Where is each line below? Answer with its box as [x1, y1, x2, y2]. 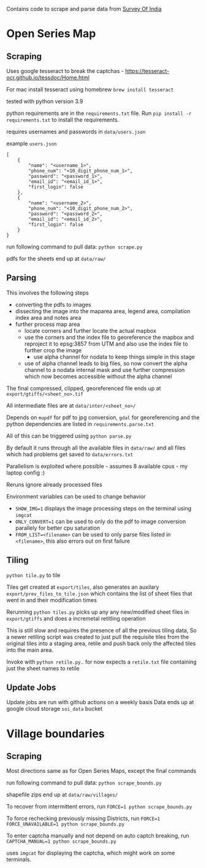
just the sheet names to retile [6, 664, 80, 672]
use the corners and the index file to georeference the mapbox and [24, 333, 194, 341]
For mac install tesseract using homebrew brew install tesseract [6, 86, 174, 93]
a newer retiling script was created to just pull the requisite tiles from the [6, 633, 189, 640]
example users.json [6, 140, 57, 147]
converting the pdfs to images [15, 301, 91, 308]
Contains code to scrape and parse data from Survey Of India [6, 6, 162, 12]
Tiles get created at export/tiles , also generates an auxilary [6, 583, 159, 591]
